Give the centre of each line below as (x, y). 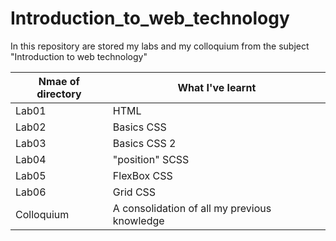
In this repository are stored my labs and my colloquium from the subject (160, 46)
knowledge (138, 220)
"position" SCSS (151, 159)
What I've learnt (217, 87)
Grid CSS (134, 192)
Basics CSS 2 (144, 143)
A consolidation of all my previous (192, 208)
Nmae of (59, 81)
